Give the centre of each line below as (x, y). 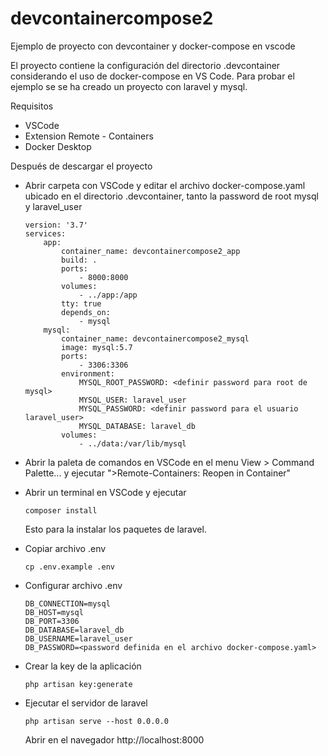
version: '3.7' (56, 225)
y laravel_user (53, 206)
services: (45, 233)
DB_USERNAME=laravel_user (78, 638)
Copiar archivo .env (65, 548)
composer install (61, 510)
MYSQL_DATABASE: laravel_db (137, 426)
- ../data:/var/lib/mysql (132, 443)
